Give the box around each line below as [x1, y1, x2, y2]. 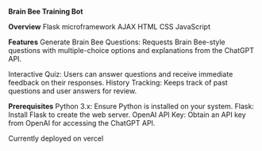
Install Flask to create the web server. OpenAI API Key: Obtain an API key [8, 110, 246, 119]
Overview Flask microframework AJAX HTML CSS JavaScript [8, 22, 211, 31]
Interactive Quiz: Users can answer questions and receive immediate [8, 70, 233, 78]
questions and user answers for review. [8, 86, 137, 96]
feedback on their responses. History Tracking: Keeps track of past [8, 78, 228, 87]
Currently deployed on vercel [8, 134, 104, 143]
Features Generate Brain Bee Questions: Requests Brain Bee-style [8, 37, 225, 47]
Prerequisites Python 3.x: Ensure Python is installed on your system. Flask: [8, 102, 254, 111]
